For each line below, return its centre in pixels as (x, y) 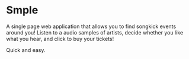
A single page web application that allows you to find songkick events (91, 26)
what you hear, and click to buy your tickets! (60, 39)
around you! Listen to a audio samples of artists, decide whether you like (95, 32)
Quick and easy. (26, 50)
